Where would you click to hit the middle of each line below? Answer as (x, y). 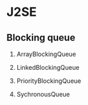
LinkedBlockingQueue (48, 67)
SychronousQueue (43, 94)
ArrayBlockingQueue (46, 54)
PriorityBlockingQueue (49, 81)
